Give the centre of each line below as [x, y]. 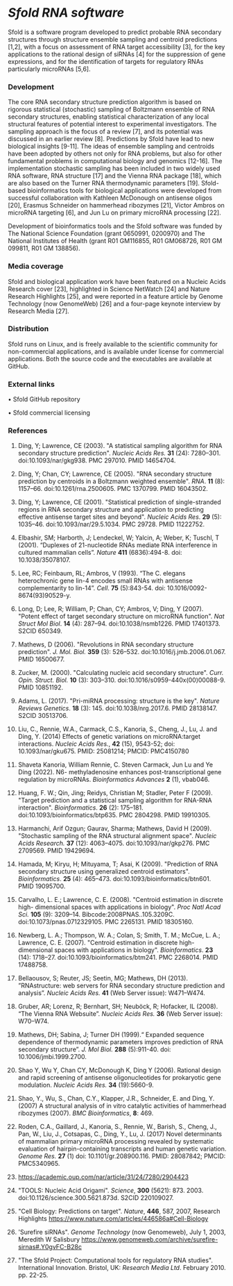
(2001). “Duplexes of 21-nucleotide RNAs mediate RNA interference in [118, 545]
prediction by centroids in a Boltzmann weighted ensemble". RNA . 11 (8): [121, 481]
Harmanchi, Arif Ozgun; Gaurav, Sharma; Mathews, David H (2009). [115, 828]
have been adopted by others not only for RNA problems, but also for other [115, 153]
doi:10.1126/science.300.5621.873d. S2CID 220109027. [96, 1198]
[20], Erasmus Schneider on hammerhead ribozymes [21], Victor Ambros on [116, 206]
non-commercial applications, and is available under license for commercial [116, 351]
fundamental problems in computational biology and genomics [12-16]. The [115, 161]
